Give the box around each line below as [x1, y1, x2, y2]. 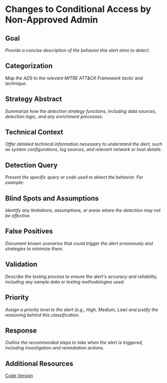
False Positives [5, 227, 53, 235]
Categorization [5, 61, 53, 70]
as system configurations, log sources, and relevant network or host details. [5, 146, 162, 152]
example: [5, 179, 24, 185]
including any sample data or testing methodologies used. [5, 278, 125, 284]
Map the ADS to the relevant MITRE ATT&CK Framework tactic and [5, 75, 143, 81]
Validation [5, 260, 37, 268]
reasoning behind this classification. [5, 311, 80, 318]
